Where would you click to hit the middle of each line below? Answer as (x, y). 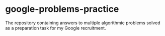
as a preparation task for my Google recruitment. (56, 28)
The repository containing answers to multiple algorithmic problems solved (83, 23)
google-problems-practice (62, 9)
